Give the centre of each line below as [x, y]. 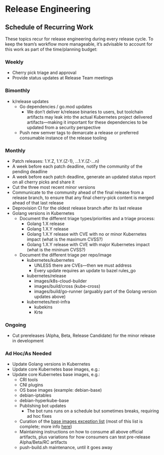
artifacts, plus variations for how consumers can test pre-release [85, 437]
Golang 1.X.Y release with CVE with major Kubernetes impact [88, 244]
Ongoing [16, 325]
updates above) [50, 296]
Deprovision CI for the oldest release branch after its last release [77, 208]
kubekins [43, 307]
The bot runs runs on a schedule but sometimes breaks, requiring [93, 411]
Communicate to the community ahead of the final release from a [78, 192]
